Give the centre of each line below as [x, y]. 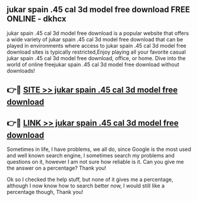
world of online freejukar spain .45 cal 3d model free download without [93, 64]
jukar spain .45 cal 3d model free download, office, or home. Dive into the [96, 58]
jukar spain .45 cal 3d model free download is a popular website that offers [98, 33]
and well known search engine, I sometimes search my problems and [91, 156]
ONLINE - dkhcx [37, 19]
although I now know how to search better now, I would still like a [86, 186]
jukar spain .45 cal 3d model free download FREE [98, 10]
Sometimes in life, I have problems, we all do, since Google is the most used [99, 149]
